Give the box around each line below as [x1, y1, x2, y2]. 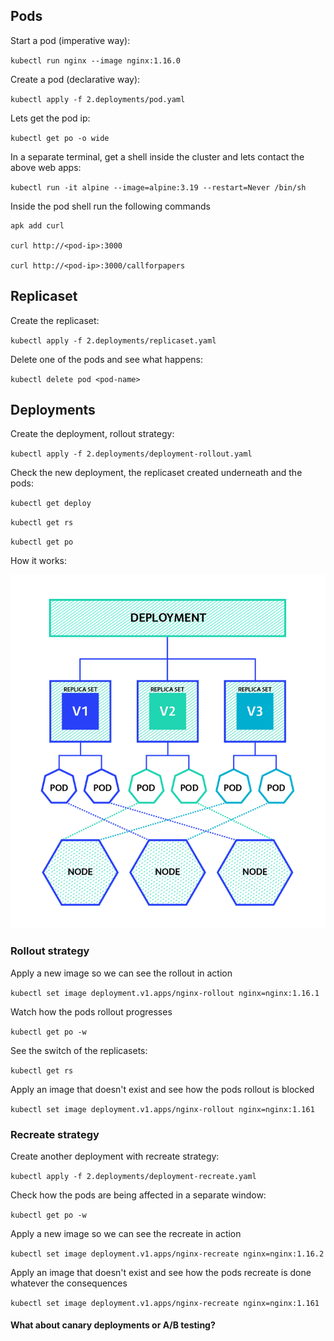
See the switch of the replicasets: [10, 1044, 148, 1056]
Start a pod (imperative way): [10, 34, 131, 46]
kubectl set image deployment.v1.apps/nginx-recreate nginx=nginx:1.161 [10, 1298, 320, 1308]
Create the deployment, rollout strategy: [10, 428, 175, 440]
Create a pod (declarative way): [10, 73, 141, 85]
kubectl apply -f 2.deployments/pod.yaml [10, 94, 186, 104]
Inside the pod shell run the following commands [10, 200, 211, 212]
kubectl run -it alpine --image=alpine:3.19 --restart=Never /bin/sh [10, 182, 307, 193]
